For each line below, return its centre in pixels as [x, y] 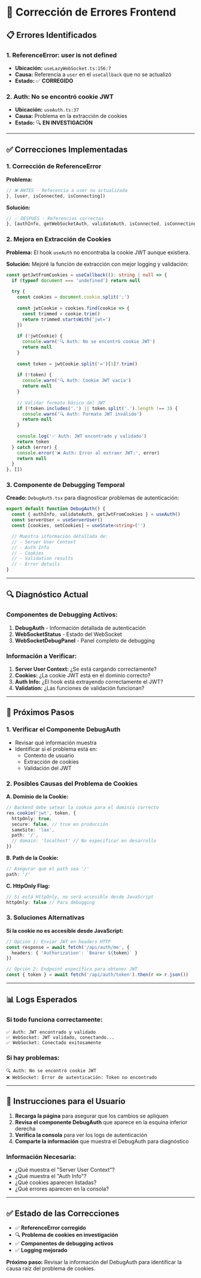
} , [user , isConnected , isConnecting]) [56, 196]
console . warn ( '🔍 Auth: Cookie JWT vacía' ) [77, 381]
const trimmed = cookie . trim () [61, 314]
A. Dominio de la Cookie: [37, 797]
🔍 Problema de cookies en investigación [66, 1235]
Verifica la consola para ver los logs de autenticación [81, 1135]
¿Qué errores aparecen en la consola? [62, 1189]
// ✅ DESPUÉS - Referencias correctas [55, 218]
